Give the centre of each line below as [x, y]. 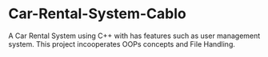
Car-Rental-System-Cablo [97, 14]
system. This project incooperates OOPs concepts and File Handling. [122, 44]
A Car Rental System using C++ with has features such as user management [134, 36]
